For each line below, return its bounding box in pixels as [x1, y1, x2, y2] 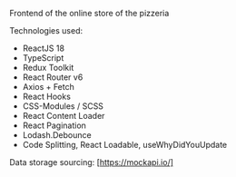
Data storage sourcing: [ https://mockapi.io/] [9, 157, 174, 167]
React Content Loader [22, 111, 105, 121]
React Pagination [22, 120, 86, 131]
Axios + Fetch [22, 82, 75, 92]
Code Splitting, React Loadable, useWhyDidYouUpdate [22, 140, 228, 150]
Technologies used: [9, 25, 84, 35]
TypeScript [22, 53, 64, 63]
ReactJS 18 [22, 43, 65, 54]
